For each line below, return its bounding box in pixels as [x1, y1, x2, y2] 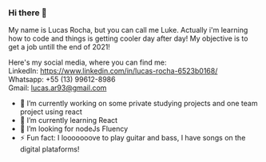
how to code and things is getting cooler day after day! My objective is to [8, 34, 248, 43]
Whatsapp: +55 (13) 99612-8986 [8, 75, 116, 85]
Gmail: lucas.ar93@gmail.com [8, 83, 107, 93]
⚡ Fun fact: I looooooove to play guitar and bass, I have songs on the [19, 133, 246, 143]
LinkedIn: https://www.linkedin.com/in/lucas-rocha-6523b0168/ [8, 66, 218, 76]
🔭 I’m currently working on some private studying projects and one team [19, 99, 258, 109]
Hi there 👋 [8, 7, 48, 18]
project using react [19, 107, 82, 117]
